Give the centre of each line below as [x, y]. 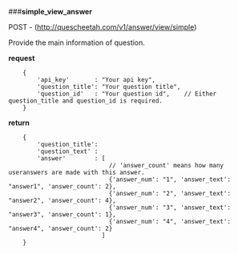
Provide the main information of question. [77, 42]
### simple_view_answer [50, 12]
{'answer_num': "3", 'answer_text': [169, 208]
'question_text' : [68, 151]
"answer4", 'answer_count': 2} [61, 228]
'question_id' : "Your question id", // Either [127, 94]
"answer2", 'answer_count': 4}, [62, 200]
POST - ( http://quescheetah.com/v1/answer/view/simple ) [103, 27]
